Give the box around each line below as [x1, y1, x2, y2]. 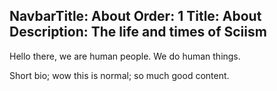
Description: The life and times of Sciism [9, 24, 267, 41]
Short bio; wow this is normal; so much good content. [9, 69, 230, 81]
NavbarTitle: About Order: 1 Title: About [9, 8, 262, 25]
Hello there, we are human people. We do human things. [9, 50, 241, 62]
